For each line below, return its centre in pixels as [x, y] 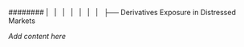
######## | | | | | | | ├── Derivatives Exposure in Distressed [122, 12]
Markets [22, 21]
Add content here [37, 36]
